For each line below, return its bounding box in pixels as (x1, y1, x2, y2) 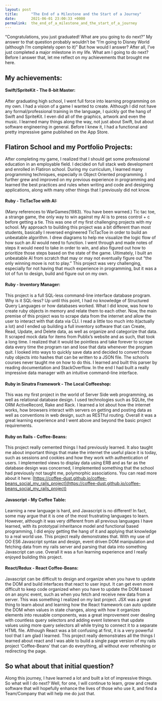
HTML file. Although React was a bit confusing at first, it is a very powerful (5, 627, 153, 633)
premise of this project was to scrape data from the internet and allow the (5, 313, 151, 319)
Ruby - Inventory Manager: (5, 282, 60, 288)
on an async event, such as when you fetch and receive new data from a (5, 591, 150, 597)
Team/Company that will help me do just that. (5, 690, 96, 696)
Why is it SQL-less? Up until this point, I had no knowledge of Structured (5, 298, 149, 304)
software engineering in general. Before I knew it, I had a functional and (5, 124, 147, 130)
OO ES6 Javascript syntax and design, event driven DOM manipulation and (5, 538, 154, 544)
